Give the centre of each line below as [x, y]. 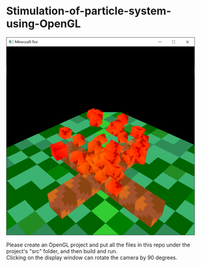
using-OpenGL [44, 24]
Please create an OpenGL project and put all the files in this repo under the [98, 245]
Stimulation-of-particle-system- [89, 11]
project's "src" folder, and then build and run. [62, 251]
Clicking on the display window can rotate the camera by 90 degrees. [92, 257]
